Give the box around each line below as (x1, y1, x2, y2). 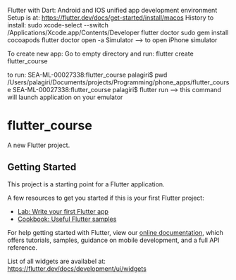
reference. (7, 243, 37, 252)
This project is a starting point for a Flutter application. (7, 179, 165, 189)
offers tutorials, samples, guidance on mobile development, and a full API (7, 236, 220, 244)
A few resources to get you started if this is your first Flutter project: (7, 193, 204, 202)
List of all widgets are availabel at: (7, 257, 106, 265)
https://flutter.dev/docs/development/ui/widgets (7, 264, 147, 273)
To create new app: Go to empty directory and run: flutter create (7, 49, 194, 58)
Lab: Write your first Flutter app (17, 207, 109, 215)
